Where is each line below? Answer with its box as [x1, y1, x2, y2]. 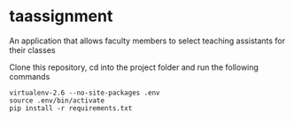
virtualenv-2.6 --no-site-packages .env [9, 88, 161, 97]
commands [9, 71, 50, 81]
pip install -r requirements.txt [9, 103, 133, 112]
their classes [9, 44, 56, 55]
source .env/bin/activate [9, 95, 104, 105]
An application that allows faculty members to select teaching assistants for [9, 35, 286, 46]
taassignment [9, 6, 113, 26]
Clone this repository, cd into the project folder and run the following [9, 62, 259, 72]
